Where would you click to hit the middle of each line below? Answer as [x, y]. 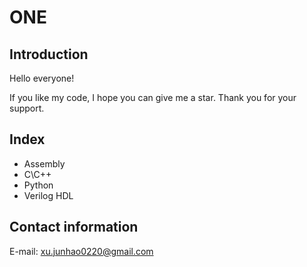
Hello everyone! [42, 78]
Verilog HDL [48, 195]
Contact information [74, 227]
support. [27, 108]
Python [38, 185]
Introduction [49, 54]
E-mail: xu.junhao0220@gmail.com [81, 251]
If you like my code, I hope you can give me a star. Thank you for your [153, 97]
